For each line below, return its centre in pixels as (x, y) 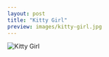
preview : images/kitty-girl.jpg (54, 26)
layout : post (26, 14)
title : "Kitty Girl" (38, 20)
